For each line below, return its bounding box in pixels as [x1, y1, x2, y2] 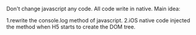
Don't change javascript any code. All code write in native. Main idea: [6, 5, 181, 12]
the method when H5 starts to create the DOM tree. [6, 24, 136, 30]
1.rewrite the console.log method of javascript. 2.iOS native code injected [6, 17, 191, 24]
